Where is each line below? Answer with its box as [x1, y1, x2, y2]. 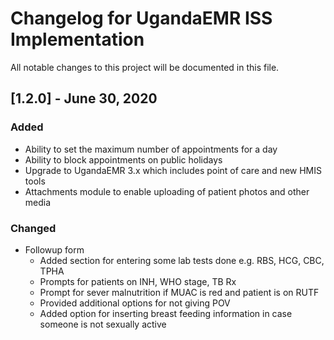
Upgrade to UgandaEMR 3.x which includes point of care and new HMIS [24, 164, 323, 176]
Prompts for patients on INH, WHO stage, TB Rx [39, 275, 237, 287]
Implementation [10, 28, 145, 51]
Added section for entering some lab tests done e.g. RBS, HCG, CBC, [39, 254, 325, 266]
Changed [10, 221, 57, 235]
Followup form [24, 243, 85, 256]
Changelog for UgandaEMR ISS [10, 7, 273, 30]
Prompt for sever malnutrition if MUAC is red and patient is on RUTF [39, 286, 320, 298]
